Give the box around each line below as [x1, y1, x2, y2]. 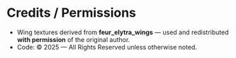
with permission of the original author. [16, 35, 130, 43]
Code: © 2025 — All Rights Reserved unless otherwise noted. [16, 43, 198, 51]
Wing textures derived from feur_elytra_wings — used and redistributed [16, 28, 229, 36]
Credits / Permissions [6, 5, 136, 21]
